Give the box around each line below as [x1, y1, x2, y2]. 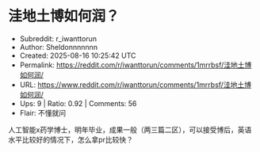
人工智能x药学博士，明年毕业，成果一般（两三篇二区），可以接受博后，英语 [8, 124, 252, 135]
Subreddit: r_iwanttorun [19, 33, 97, 44]
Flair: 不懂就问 [19, 108, 66, 117]
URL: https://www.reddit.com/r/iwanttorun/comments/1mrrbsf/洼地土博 [19, 80, 252, 89]
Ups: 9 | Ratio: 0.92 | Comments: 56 [19, 98, 137, 108]
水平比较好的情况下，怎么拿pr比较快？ [8, 135, 133, 144]
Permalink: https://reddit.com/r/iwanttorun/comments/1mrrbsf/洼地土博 [19, 60, 252, 70]
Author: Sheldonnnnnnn [19, 42, 97, 51]
